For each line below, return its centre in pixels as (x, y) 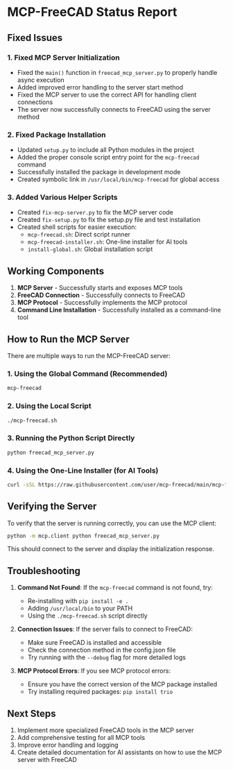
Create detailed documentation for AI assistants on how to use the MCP (119, 752)
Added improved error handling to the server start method (100, 87)
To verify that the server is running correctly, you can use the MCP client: (112, 523)
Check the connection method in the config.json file (102, 650)
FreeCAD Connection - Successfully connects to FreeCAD (101, 295)
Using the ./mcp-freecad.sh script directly (87, 616)
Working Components (56, 271)
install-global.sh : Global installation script (90, 249)
